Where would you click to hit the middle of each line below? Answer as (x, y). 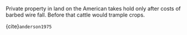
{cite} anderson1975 (29, 26)
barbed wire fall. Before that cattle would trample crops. (75, 15)
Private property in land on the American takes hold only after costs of (93, 9)
